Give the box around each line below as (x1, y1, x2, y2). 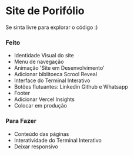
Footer (14, 90, 31, 97)
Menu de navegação (14, 58, 64, 66)
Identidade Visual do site (14, 52, 74, 59)
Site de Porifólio (5, 4, 85, 18)
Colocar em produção (14, 102, 68, 109)
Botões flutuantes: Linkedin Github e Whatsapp (14, 83, 129, 90)
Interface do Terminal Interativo (14, 77, 91, 84)
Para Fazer (5, 117, 36, 125)
